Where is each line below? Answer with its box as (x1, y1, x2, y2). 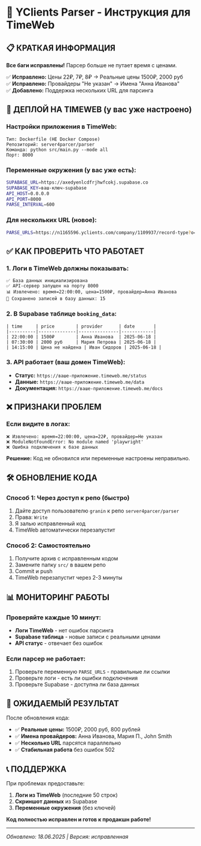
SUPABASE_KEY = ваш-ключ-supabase (6, 185, 87, 191)
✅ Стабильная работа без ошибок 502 (14, 746, 115, 754)
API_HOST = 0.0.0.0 (6, 190, 50, 197)
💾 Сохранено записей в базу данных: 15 (6, 296, 106, 302)
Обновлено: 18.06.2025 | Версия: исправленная (6, 833, 129, 841)
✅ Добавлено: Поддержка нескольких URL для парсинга (6, 87, 154, 94)
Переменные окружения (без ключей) (14, 804, 116, 812)
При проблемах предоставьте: (6, 780, 85, 787)
